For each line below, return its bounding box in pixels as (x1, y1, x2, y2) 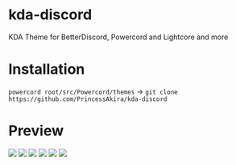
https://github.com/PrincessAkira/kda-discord (8, 95, 168, 103)
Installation (8, 60, 85, 78)
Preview (8, 122, 64, 140)
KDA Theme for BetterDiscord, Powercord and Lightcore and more (8, 32, 229, 42)
